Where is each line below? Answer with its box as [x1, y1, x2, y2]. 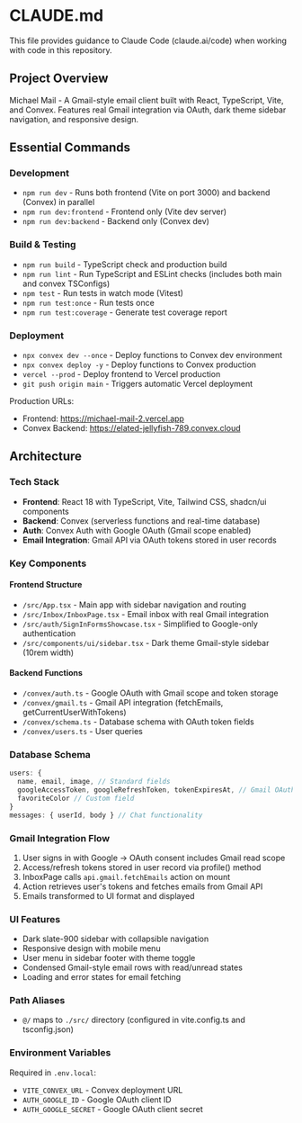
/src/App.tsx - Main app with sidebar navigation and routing [22, 599, 247, 610]
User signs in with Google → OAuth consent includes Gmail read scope [22, 852, 286, 863]
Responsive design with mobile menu [22, 943, 161, 954]
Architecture [9, 449, 83, 464]
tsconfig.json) [22, 1024, 75, 1035]
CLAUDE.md [9, 5, 104, 26]
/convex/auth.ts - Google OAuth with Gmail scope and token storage [22, 687, 279, 698]
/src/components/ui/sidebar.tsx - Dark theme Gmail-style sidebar [22, 637, 270, 648]
